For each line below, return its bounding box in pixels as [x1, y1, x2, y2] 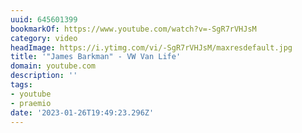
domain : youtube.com [10, 61, 97, 71]
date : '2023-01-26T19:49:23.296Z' [10, 107, 155, 118]
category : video [10, 33, 78, 43]
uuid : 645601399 [10, 14, 78, 25]
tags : [10, 80, 33, 90]
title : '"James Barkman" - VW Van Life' [10, 52, 182, 62]
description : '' [10, 71, 78, 81]
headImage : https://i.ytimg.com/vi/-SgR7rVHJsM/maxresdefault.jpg [10, 42, 293, 53]
